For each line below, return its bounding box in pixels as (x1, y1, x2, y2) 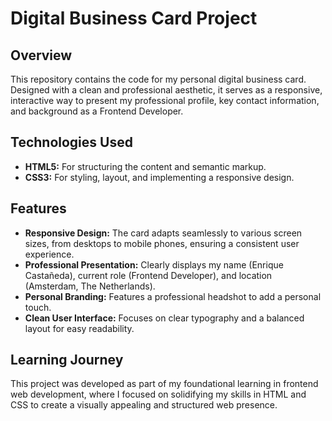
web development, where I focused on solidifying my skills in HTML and (10, 388, 307, 401)
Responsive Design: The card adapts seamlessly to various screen (24, 227, 303, 239)
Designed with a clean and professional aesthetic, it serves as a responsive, (10, 84, 323, 96)
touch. (24, 301, 52, 313)
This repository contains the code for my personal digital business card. (10, 73, 307, 85)
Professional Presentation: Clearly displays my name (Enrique (24, 258, 284, 271)
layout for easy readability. (24, 322, 135, 334)
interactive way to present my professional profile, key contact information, (10, 95, 320, 106)
